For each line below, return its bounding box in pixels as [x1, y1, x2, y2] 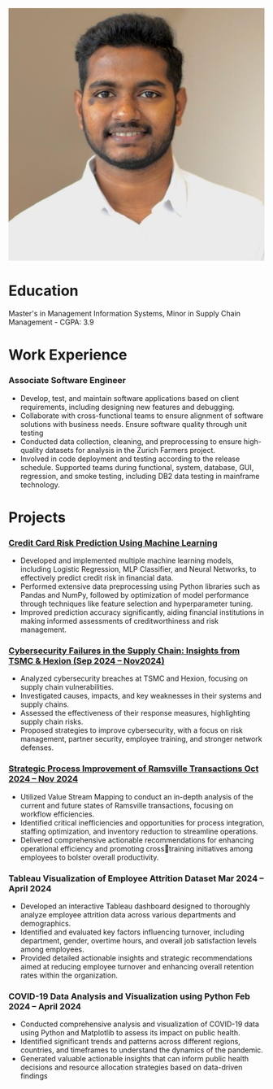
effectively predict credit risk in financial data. [19, 573, 174, 583]
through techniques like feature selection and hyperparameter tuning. [19, 599, 253, 609]
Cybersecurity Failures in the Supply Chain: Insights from [8, 645, 240, 656]
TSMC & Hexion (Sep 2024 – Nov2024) [8, 656, 165, 667]
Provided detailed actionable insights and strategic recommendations [19, 953, 253, 963]
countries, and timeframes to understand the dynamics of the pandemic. [19, 1045, 264, 1055]
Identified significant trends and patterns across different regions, [19, 1037, 241, 1047]
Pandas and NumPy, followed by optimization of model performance [19, 590, 249, 600]
